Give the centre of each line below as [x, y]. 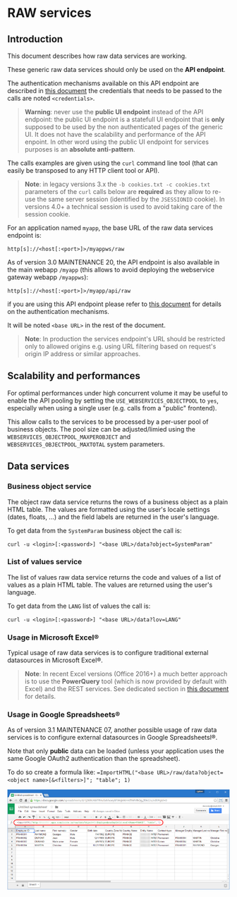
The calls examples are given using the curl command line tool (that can [113, 163]
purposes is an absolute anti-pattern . [80, 149]
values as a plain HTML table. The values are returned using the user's [110, 585]
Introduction [35, 39]
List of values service [45, 562]
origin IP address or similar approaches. [83, 354]
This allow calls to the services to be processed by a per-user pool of [108, 422]
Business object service [49, 487]
